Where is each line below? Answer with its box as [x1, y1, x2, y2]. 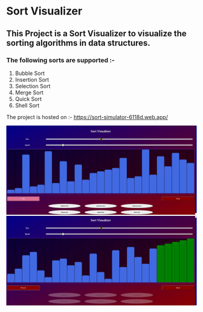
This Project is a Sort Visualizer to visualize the [6, 28, 187, 39]
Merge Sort [14, 89, 43, 96]
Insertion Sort [14, 76, 50, 83]
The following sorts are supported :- [6, 56, 115, 64]
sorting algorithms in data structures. [6, 37, 151, 48]
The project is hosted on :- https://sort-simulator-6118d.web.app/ [6, 113, 168, 120]
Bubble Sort [14, 70, 45, 77]
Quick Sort [14, 95, 42, 102]
